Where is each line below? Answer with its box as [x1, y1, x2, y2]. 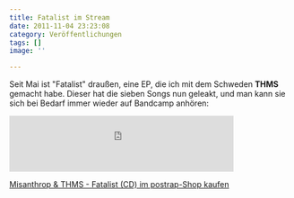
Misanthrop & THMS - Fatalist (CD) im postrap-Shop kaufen [9, 179, 230, 190]
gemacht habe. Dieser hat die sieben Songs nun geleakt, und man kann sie [9, 89, 286, 99]
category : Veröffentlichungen [9, 30, 123, 39]
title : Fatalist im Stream [9, 13, 110, 22]
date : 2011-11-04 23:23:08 [9, 22, 110, 30]
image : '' [9, 47, 47, 56]
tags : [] [9, 38, 42, 47]
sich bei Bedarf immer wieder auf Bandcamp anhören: [9, 98, 209, 108]
